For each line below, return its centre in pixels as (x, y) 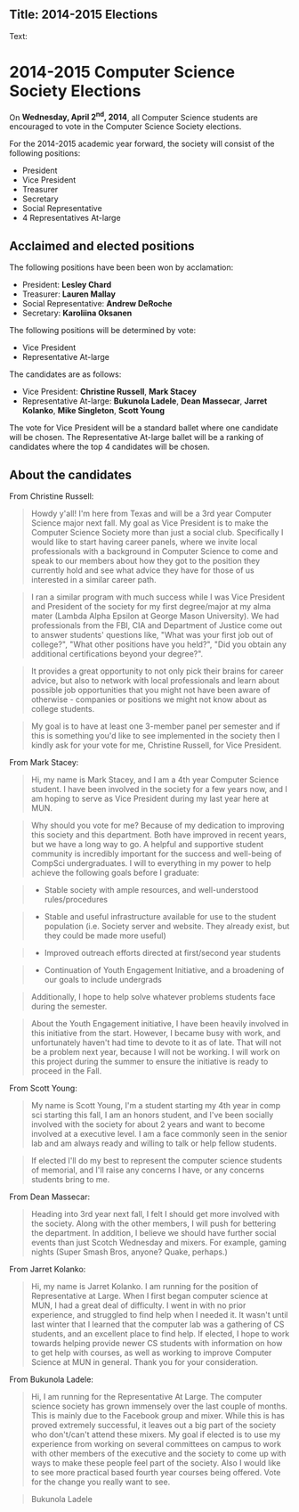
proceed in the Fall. (66, 1071)
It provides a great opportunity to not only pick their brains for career (157, 671)
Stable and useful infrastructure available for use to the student (160, 917)
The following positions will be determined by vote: (103, 331)
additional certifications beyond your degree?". (117, 654)
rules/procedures (76, 900)
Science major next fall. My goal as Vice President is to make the (149, 523)
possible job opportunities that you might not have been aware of (150, 691)
